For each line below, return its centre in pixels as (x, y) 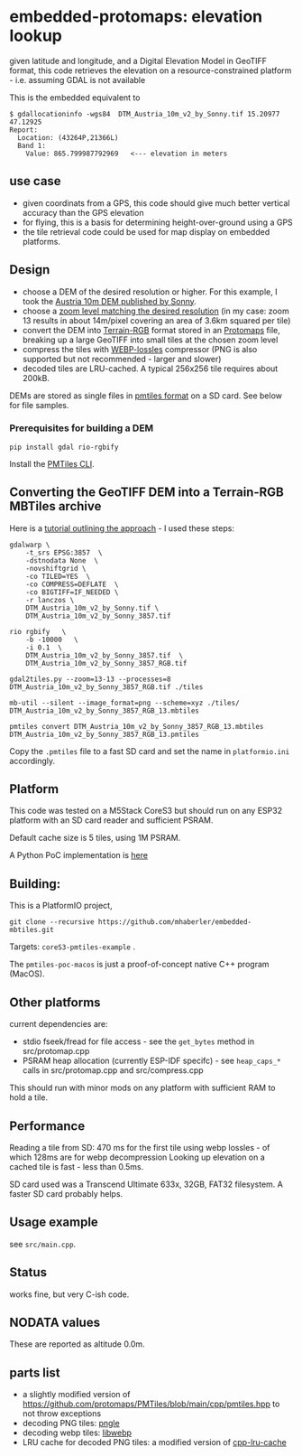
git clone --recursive (52, 922)
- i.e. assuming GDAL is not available (78, 79)
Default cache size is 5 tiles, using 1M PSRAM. (95, 838)
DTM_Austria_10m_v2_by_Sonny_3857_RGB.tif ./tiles (106, 687)
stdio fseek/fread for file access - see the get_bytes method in (138, 1041)
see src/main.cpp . (43, 1244)
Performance (47, 1126)
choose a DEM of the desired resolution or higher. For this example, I (150, 292)
